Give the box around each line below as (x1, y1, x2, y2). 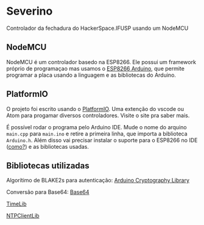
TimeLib (6, 200, 27, 208)
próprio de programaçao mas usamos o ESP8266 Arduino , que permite (6, 65, 185, 72)
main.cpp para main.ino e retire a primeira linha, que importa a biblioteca (6, 130, 188, 137)
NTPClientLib (6, 212, 40, 220)
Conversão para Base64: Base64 (6, 188, 90, 196)
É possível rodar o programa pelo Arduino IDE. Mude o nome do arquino (6, 123, 187, 130)
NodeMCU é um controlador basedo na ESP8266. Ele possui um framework (6, 58, 197, 65)
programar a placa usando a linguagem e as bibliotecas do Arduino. (6, 71, 177, 79)
